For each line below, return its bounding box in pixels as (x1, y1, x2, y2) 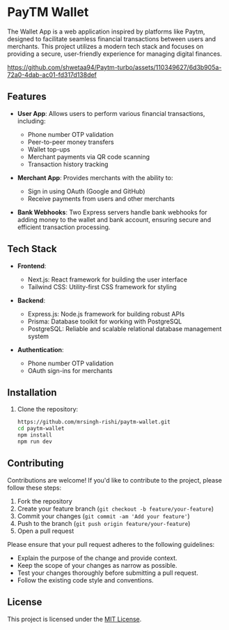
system (27, 332, 49, 340)
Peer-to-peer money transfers (27, 138, 114, 146)
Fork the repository (17, 497, 73, 505)
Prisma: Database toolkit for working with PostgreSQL (27, 317, 182, 325)
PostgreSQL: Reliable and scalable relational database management (27, 324, 222, 332)
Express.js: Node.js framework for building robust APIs (27, 309, 185, 318)
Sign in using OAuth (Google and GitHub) (27, 186, 145, 196)
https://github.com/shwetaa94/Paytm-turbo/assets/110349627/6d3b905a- (7, 63, 222, 71)
